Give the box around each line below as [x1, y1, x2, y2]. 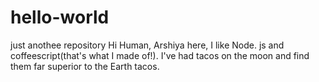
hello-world [10, 6, 110, 29]
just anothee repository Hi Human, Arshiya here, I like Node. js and [10, 39, 285, 51]
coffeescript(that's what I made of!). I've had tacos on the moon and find [10, 49, 310, 61]
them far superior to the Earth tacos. [10, 60, 160, 72]
